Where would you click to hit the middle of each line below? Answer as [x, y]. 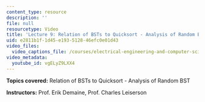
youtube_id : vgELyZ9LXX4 [43, 63]
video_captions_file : [39, 52]
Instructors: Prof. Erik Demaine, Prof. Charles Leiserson [77, 92]
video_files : [23, 46]
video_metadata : [27, 57]
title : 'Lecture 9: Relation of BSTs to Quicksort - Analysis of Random [101, 35]
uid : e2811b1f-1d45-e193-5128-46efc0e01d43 [63, 40]
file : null [20, 23]
